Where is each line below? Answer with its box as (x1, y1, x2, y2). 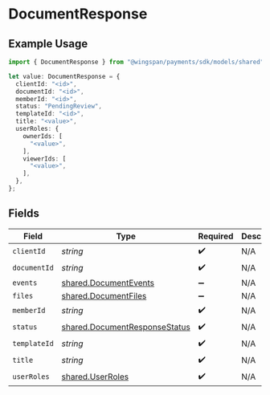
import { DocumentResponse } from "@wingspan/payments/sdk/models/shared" (8, 58, 264, 66)
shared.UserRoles (61, 371, 129, 382)
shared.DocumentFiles (61, 290, 147, 301)
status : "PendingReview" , (15, 102, 103, 111)
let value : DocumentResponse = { (8, 72, 121, 80)
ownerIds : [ (22, 132, 63, 140)
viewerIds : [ (22, 154, 67, 163)
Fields (8, 206, 40, 221)
